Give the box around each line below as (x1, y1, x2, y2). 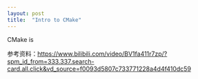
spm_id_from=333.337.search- (7, 57, 95, 65)
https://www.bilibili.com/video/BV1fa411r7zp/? (37, 49, 168, 58)
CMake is (7, 35, 34, 43)
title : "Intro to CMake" (7, 16, 81, 23)
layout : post (7, 10, 45, 17)
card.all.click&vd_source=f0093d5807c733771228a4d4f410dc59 (7, 65, 192, 73)
